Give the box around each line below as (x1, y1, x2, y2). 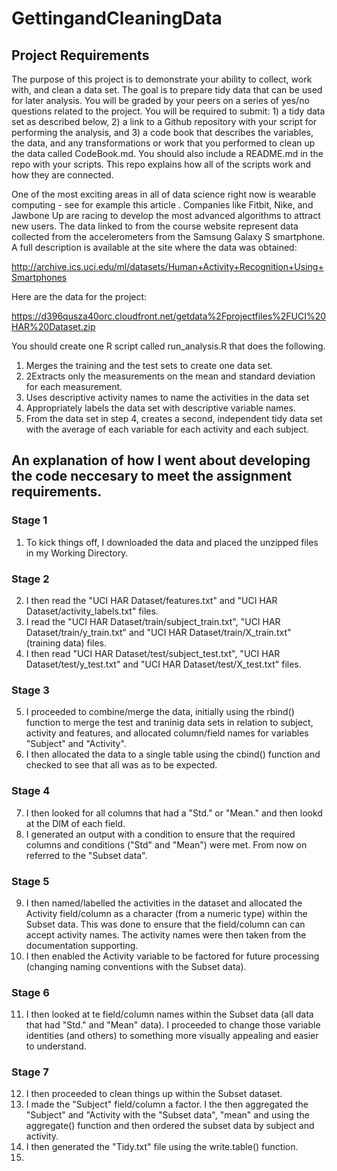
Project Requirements (11, 47, 150, 64)
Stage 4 (11, 784, 51, 798)
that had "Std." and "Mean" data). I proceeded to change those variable (25, 1019, 321, 1031)
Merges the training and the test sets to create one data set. (25, 360, 273, 371)
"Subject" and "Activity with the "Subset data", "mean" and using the (25, 1109, 310, 1121)
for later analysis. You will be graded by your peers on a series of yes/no (11, 95, 310, 106)
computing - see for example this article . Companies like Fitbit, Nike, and (11, 199, 314, 211)
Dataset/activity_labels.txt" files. (25, 605, 159, 617)
